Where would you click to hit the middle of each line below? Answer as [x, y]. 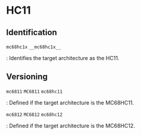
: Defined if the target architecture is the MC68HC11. [70, 102]
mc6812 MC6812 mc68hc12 [35, 114]
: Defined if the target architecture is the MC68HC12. [70, 125]
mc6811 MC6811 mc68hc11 [35, 92]
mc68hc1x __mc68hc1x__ [34, 47]
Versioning [27, 77]
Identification [32, 32]
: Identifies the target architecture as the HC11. [63, 58]
